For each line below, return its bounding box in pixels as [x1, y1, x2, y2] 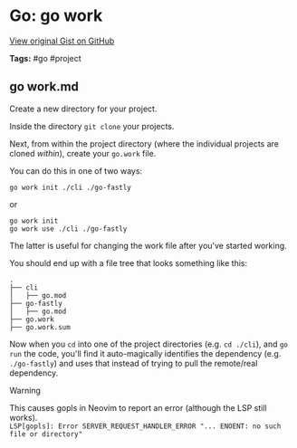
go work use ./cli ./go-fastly [9, 224, 128, 234]
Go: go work [9, 5, 103, 26]
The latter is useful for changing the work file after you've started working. [9, 240, 287, 251]
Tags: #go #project [9, 52, 81, 63]
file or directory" [9, 429, 83, 439]
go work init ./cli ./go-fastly [9, 183, 131, 192]
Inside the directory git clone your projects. [9, 120, 175, 131]
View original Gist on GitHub [9, 35, 115, 46]
